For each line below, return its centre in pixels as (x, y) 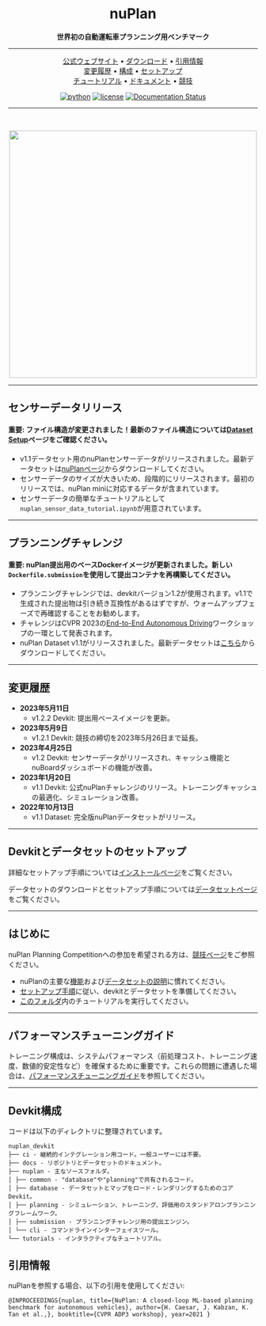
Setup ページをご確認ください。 (60, 439)
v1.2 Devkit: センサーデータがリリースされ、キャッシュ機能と (131, 758)
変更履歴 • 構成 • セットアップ (133, 70)
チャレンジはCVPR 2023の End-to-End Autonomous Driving (116, 623)
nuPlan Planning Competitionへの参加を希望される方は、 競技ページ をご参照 (131, 954)
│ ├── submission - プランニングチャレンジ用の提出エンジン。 (101, 1222)
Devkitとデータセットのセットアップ (97, 852)
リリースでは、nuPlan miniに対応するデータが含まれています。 (121, 488)
